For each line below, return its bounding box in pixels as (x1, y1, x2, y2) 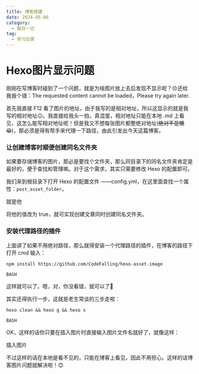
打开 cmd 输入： (6, 249, 46, 256)
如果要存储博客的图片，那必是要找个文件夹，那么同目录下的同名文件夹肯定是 (6, 158, 193, 165)
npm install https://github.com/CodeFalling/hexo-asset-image (6, 261, 163, 267)
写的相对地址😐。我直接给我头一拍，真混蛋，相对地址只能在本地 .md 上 (6, 112, 179, 119)
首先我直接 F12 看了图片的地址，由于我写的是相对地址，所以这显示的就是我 (6, 105, 189, 112)
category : (6, 20, 31, 26)
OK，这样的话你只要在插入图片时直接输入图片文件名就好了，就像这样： (6, 328, 180, 336)
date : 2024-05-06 (6, 14, 49, 20)
